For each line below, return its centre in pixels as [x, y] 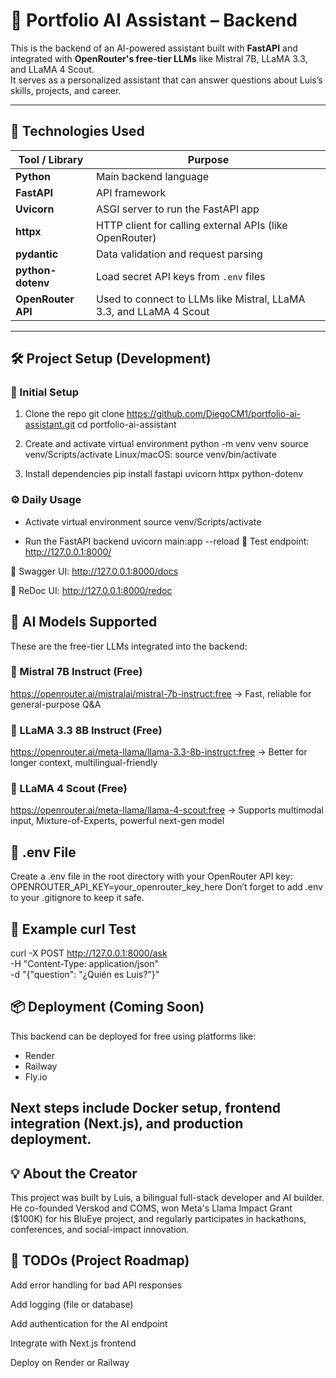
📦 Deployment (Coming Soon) [107, 1007]
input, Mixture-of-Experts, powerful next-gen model [117, 821]
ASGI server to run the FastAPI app [178, 209]
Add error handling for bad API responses [96, 1285]
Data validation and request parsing [179, 254]
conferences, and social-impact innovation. [100, 1230]
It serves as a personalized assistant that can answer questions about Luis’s [166, 80]
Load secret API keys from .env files [181, 276]
